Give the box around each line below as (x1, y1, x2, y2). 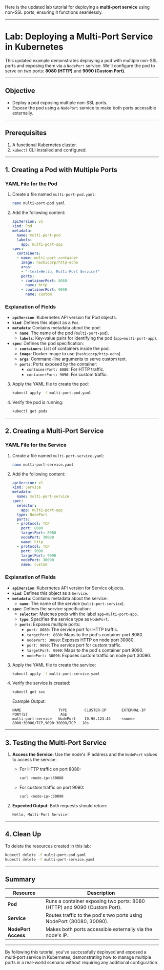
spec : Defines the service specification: (12, 605, 91, 611)
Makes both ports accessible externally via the (45, 926, 152, 933)
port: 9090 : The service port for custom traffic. (26, 642, 122, 648)
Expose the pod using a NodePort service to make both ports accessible (12, 105, 156, 110)
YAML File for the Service (5, 442, 67, 449)
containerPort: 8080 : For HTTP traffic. (26, 366, 105, 372)
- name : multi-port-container (17, 256, 78, 260)
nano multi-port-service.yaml (12, 462, 74, 467)
